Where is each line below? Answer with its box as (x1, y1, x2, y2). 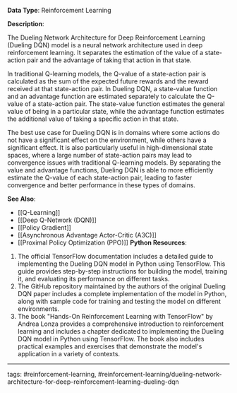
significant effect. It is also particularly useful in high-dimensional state (7, 143, 214, 151)
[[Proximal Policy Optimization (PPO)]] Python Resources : (17, 238, 187, 247)
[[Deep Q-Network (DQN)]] (17, 216, 97, 224)
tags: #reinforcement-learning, (7, 370, 97, 378)
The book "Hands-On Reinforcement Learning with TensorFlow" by (17, 312, 213, 320)
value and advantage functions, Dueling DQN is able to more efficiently (7, 166, 214, 174)
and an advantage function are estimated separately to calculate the (7, 92, 206, 100)
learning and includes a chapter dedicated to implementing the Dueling (17, 327, 224, 335)
